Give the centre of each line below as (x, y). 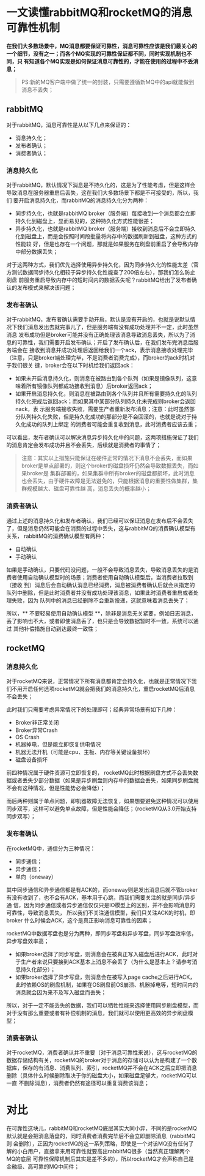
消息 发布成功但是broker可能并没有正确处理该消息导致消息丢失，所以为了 (98, 335)
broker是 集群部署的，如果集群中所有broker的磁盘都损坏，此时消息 (111, 473)
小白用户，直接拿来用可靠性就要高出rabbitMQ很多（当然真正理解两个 (103, 1151)
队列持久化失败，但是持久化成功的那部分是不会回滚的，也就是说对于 (106, 417)
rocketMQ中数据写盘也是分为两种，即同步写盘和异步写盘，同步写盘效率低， (102, 933)
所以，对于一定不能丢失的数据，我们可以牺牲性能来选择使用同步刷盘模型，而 (103, 1005)
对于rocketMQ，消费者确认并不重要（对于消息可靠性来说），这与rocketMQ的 (102, 1052)
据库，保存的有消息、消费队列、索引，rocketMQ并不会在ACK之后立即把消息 (102, 1068)
